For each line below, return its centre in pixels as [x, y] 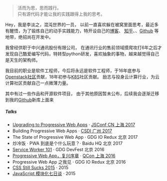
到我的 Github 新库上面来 [29, 100]
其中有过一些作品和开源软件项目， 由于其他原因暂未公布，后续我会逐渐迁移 [82, 93]
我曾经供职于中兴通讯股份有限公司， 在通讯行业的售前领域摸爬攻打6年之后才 [83, 47]
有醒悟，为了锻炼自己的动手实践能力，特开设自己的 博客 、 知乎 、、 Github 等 [82, 31]
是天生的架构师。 [23, 60]
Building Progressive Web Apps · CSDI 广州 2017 [62, 131]
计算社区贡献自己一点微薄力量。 [38, 83]
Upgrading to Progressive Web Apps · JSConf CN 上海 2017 [74, 124]
